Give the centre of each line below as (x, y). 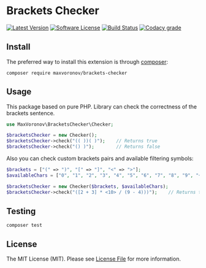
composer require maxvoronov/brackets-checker (67, 73)
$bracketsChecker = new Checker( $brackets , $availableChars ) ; (87, 186)
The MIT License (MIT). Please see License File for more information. (93, 259)
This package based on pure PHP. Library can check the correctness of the (102, 106)
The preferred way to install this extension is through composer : (87, 61)
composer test (25, 225)
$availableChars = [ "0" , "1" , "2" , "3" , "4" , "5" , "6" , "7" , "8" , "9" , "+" (105, 175)
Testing (21, 211)
